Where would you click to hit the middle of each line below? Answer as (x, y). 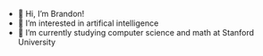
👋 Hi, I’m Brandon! (51, 14)
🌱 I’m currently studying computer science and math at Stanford (136, 32)
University (37, 42)
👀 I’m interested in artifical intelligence (88, 23)
